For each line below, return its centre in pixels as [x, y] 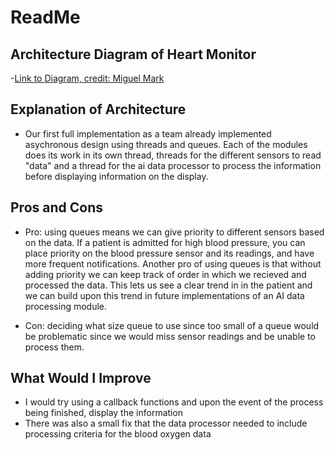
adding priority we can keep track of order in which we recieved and [165, 274]
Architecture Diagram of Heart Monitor [133, 54]
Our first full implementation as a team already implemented [148, 133]
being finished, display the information [104, 413]
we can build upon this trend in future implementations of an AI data [164, 295]
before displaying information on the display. [116, 176]
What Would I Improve [81, 378]
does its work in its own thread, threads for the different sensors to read [173, 155]
